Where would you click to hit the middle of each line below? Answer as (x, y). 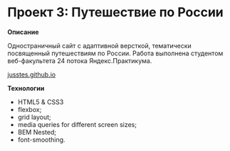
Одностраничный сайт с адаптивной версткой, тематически (100, 45)
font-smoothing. (41, 140)
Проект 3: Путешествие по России (116, 12)
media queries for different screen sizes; (77, 124)
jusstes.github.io (31, 74)
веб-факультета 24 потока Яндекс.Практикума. (80, 60)
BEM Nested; (37, 132)
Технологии (26, 88)
